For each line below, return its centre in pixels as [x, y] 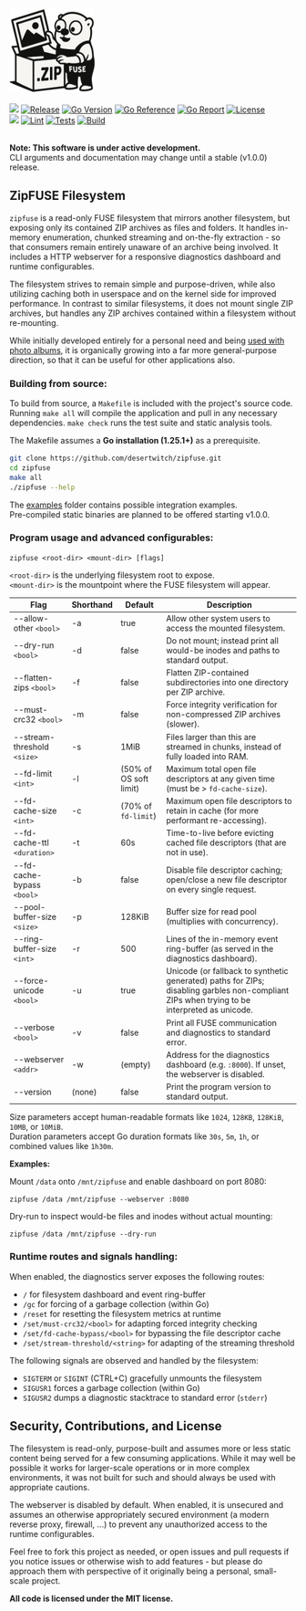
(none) [84, 1092]
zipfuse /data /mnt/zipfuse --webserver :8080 [99, 1199]
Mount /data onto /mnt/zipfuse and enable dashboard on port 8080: [138, 1181]
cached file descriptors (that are [226, 842]
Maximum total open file [211, 769]
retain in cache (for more [213, 811]
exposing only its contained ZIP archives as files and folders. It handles [143, 227]
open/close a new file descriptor [227, 880]
